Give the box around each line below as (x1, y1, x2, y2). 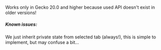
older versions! (5, 10, 37, 16)
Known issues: (5, 21, 38, 27)
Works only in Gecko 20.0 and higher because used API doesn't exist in (5, 5, 155, 10)
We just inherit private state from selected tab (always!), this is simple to (5, 34, 156, 40)
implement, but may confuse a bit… (5, 39, 80, 45)
